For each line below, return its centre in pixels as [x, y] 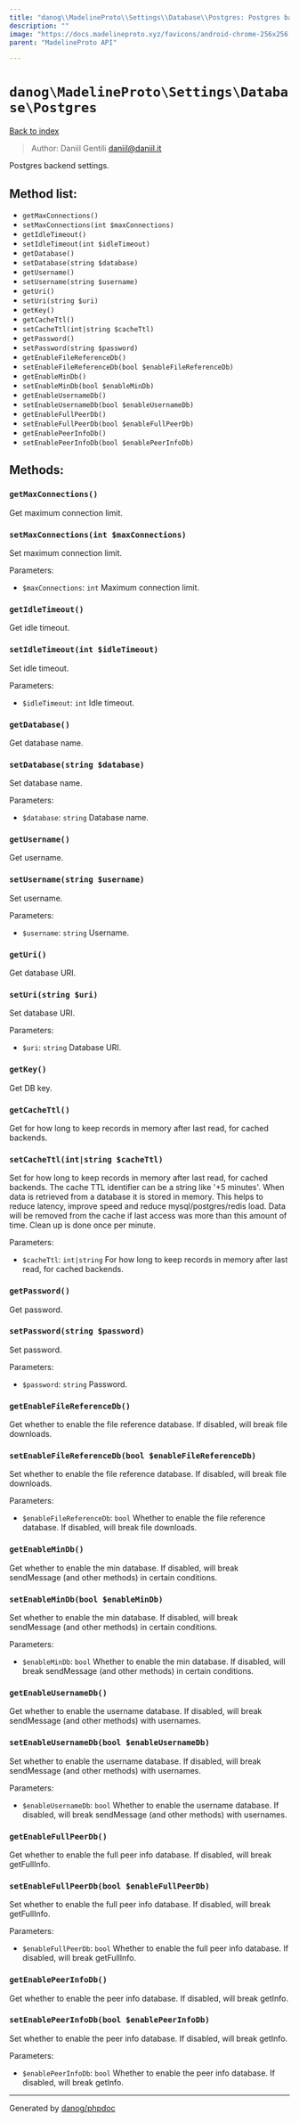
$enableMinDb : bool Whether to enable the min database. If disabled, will [154, 1661]
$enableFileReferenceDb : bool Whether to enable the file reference [144, 1518]
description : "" [39, 26]
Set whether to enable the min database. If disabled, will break [124, 1618]
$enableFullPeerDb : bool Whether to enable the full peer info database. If [155, 1948]
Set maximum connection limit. [66, 552]
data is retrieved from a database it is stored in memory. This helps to [137, 1197]
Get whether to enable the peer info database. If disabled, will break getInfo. [149, 1998]
